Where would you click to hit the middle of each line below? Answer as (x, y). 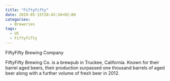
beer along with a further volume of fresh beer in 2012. (63, 73)
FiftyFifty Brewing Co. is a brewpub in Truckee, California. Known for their (82, 62)
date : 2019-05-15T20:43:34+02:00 (41, 15)
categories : (18, 19)
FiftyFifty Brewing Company (35, 52)
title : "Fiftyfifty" (27, 10)
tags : (11, 29)
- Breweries (23, 24)
